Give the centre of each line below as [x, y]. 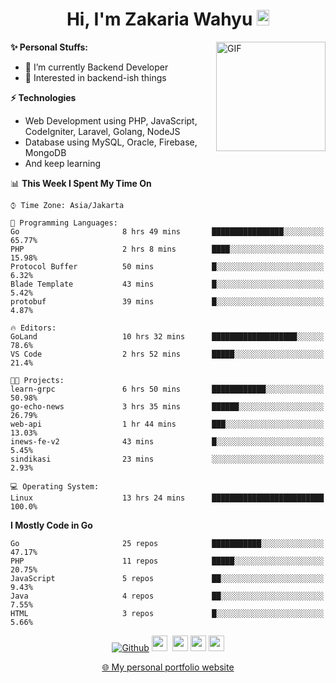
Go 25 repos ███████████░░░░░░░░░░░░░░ [167, 543]
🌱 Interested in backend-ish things [95, 77]
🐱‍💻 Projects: [37, 380]
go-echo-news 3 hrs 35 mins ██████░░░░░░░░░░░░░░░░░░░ [167, 406]
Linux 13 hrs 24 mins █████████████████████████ [167, 498]
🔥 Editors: [33, 328]
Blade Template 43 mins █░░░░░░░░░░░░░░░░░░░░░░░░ [167, 284]
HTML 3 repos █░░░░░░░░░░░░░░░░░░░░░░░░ [167, 613]
